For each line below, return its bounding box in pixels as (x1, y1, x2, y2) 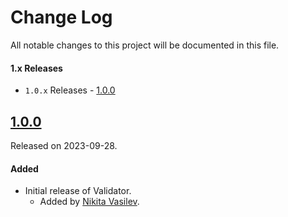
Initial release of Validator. (24, 185, 132, 197)
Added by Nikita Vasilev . (39, 196, 140, 208)
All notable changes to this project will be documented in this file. (10, 39, 280, 51)
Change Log (10, 6, 113, 29)
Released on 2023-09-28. (10, 139, 118, 151)
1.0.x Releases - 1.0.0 (24, 84, 116, 96)
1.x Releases (10, 62, 63, 74)
